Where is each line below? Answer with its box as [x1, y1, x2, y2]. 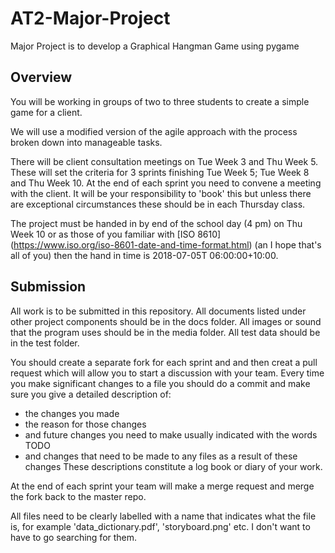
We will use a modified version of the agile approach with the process [10, 125, 298, 137]
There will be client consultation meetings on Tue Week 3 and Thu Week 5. [10, 155, 319, 167]
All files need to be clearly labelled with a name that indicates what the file [10, 510, 317, 522]
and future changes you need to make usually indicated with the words [24, 428, 318, 441]
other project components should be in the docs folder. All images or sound [10, 315, 322, 327]
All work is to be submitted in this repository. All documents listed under [10, 305, 307, 317]
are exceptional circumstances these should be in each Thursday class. [10, 198, 306, 210]
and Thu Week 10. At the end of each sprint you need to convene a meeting [10, 177, 322, 189]
